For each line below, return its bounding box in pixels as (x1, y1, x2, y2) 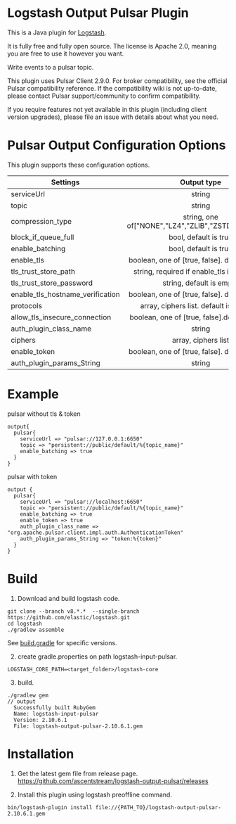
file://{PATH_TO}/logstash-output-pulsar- (95, 804, 221, 811)
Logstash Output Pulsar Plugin (7, 5, 189, 21)
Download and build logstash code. (17, 594, 120, 602)
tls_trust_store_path (11, 266, 76, 276)
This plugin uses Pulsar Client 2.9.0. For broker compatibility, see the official (7, 76, 228, 85)
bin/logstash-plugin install (7, 804, 93, 811)
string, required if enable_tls (133, 266, 225, 276)
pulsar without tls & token (7, 410, 81, 418)
